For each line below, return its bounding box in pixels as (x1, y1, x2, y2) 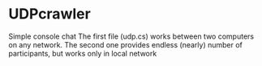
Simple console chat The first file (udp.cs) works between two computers (8, 31, 254, 41)
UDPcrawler (8, 5, 91, 23)
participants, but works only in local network (8, 48, 157, 58)
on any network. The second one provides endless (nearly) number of (8, 39, 243, 49)
